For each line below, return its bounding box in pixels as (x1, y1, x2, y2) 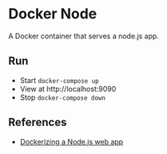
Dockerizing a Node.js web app (19, 136, 124, 146)
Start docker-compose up (19, 75, 99, 85)
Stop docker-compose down (19, 93, 106, 102)
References (8, 116, 67, 129)
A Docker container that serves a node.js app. (8, 31, 160, 41)
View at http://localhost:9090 (19, 84, 117, 93)
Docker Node (8, 5, 97, 23)
